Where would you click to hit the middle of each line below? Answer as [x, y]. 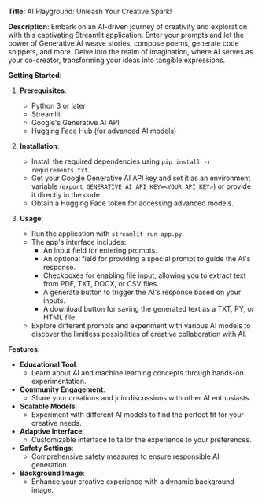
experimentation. [59, 381]
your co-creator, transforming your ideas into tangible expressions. [117, 60]
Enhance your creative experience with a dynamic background [133, 482]
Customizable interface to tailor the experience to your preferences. [141, 439]
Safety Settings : [46, 448]
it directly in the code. [66, 195]
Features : [24, 349]
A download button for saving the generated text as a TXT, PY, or [148, 309]
